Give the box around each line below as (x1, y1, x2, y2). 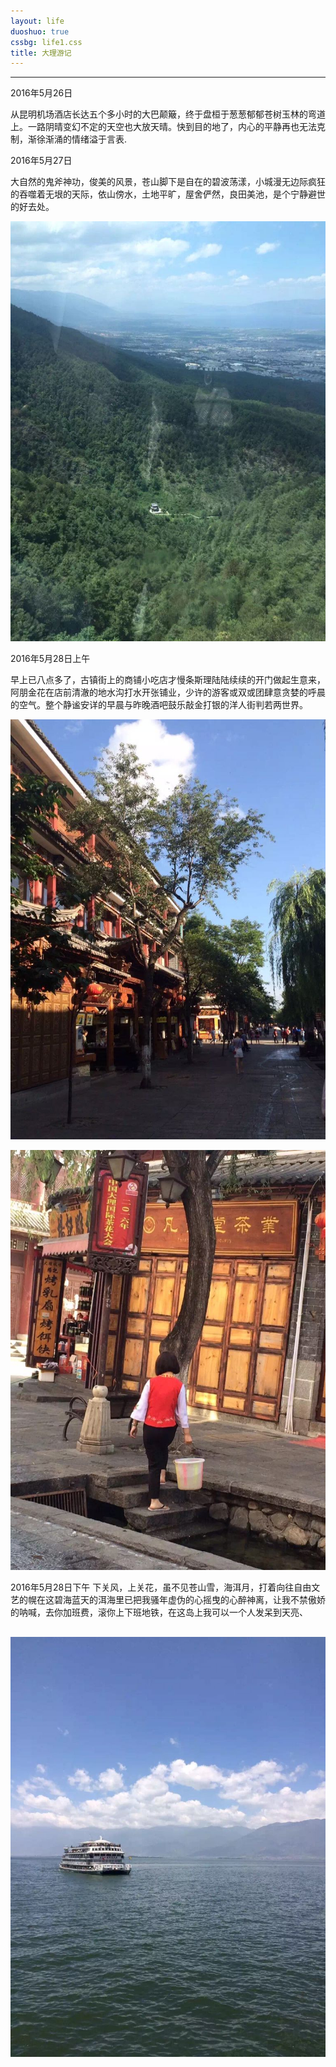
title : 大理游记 (10, 48, 72, 58)
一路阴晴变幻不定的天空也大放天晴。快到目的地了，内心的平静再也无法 (27, 121, 317, 133)
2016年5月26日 (10, 87, 73, 99)
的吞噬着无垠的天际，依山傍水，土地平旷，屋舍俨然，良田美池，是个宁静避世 (10, 188, 326, 200)
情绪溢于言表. (71, 133, 128, 145)
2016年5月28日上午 (10, 653, 91, 665)
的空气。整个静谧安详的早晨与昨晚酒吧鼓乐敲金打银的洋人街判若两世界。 (10, 699, 308, 711)
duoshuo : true (10, 26, 70, 37)
